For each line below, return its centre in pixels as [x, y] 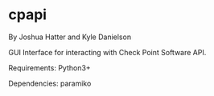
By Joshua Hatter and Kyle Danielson [70, 37]
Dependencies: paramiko [50, 83]
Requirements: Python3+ [49, 68]
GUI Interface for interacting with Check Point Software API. [107, 52]
